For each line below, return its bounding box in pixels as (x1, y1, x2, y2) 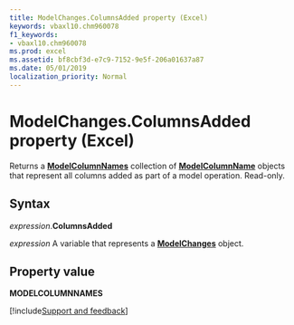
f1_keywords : (9, 30, 59, 39)
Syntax (9, 196, 51, 212)
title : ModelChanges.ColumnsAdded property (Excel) (9, 13, 208, 23)
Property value (9, 263, 95, 279)
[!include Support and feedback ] (9, 305, 128, 317)
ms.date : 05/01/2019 (9, 64, 88, 73)
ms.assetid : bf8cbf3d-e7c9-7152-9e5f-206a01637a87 (9, 55, 204, 64)
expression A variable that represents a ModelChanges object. (9, 237, 244, 249)
